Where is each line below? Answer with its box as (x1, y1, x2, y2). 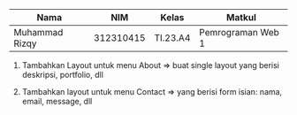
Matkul (226, 11, 256, 23)
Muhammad (13, 27, 64, 38)
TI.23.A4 (154, 32, 191, 43)
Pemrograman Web (198, 27, 280, 38)
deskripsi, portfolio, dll (21, 70, 104, 80)
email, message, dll (21, 96, 93, 106)
